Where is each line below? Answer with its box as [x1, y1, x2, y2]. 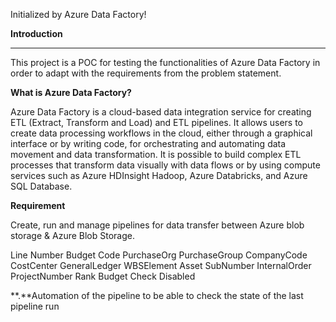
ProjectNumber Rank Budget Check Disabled [10, 270, 196, 282]
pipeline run [10, 300, 60, 312]
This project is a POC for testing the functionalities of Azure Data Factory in [10, 57, 321, 68]
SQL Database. [10, 180, 73, 192]
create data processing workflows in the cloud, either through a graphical [10, 127, 313, 139]
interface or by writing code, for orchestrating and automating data [10, 138, 287, 149]
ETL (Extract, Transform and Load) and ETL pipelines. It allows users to [10, 117, 304, 128]
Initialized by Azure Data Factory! [10, 9, 147, 20]
